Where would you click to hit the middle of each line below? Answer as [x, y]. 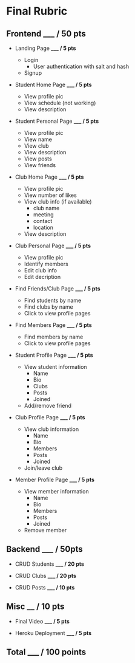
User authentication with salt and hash [81, 66]
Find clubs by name [49, 307]
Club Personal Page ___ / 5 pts [53, 246]
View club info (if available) [58, 201]
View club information [51, 429]
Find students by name [53, 300]
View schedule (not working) [60, 103]
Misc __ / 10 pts [35, 607]
